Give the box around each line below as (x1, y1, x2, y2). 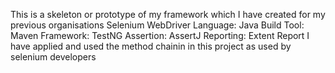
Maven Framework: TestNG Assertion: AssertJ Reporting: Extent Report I (10, 30, 310, 41)
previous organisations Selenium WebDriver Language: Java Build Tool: (10, 19, 305, 31)
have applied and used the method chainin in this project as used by (10, 40, 292, 52)
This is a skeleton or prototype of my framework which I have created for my (10, 9, 326, 20)
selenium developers (10, 51, 97, 63)
